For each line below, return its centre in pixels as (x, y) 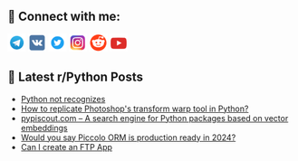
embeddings (44, 128)
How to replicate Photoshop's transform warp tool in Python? (135, 109)
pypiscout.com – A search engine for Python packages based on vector (154, 118)
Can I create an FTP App (67, 147)
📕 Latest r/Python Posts (76, 77)
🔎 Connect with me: (64, 17)
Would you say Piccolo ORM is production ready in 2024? (128, 137)
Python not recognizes (63, 99)
